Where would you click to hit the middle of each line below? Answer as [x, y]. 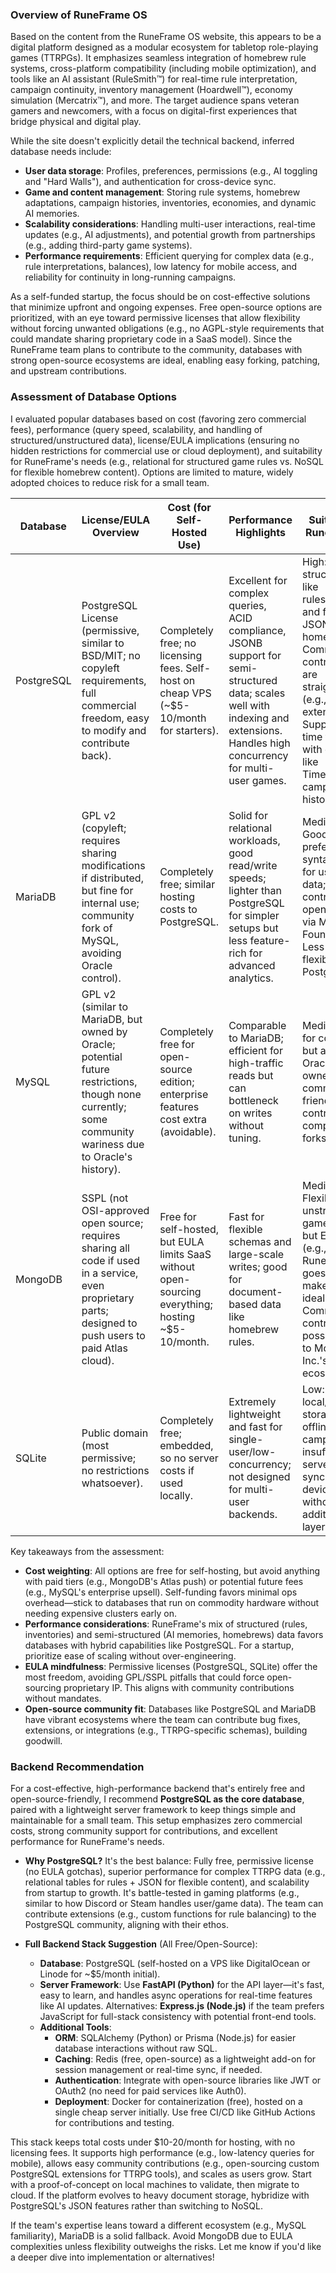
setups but [253, 928]
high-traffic [256, 1063]
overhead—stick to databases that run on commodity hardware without [172, 1602]
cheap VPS [185, 693]
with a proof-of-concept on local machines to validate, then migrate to [155, 2184]
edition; [177, 1081]
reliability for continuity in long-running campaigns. [130, 277]
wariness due [113, 1144]
